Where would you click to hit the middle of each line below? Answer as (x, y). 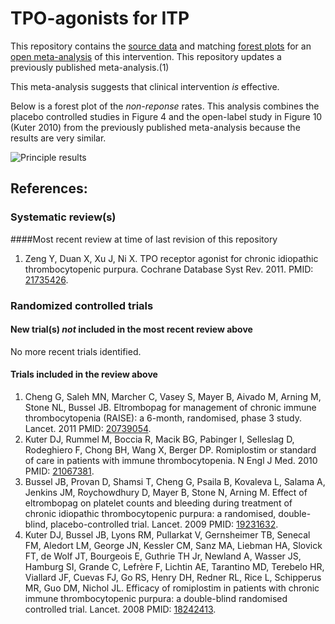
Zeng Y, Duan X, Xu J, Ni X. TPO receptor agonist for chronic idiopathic (171, 258)
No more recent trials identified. (76, 351)
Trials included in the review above (84, 374)
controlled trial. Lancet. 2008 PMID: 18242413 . (120, 609)
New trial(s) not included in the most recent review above (131, 329)
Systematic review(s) (63, 217)
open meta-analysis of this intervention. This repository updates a (146, 56)
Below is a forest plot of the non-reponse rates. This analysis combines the (165, 106)
